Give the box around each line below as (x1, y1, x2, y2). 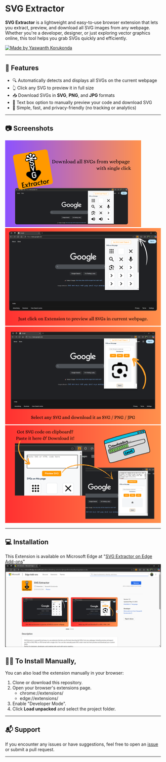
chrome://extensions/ (19, 690, 64, 696)
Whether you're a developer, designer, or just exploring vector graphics (5, 30, 151, 36)
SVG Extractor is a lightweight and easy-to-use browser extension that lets (5, 19, 158, 25)
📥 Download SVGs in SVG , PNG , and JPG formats (12, 92, 115, 98)
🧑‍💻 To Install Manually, (5, 657, 77, 665)
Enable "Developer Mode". (12, 700, 67, 706)
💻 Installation (5, 538, 49, 546)
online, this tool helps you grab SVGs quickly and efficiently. (5, 35, 127, 41)
